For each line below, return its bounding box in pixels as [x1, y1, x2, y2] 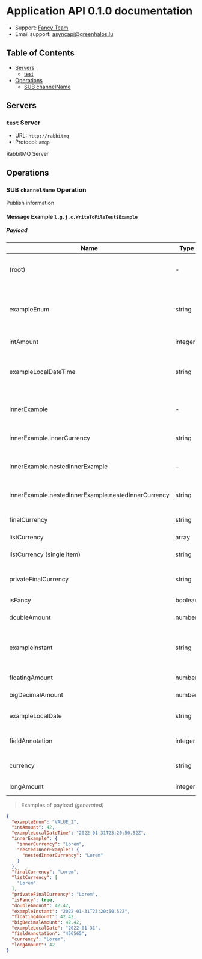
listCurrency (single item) [9, 550, 81, 559]
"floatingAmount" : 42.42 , [11, 914, 77, 920]
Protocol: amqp [14, 138, 50, 146]
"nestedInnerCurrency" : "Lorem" [22, 852, 103, 858]
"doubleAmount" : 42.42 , [11, 902, 71, 908]
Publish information [6, 200, 55, 207]
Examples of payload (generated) [20, 801, 104, 809]
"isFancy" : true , [11, 897, 55, 903]
